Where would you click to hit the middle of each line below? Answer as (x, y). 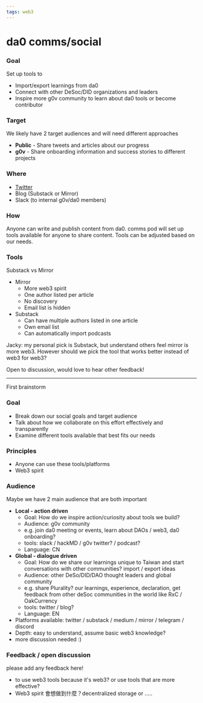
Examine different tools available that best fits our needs (85, 435)
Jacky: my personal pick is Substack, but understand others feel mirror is (97, 345)
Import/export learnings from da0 (56, 86)
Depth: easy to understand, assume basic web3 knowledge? (90, 633)
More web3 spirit (45, 288)
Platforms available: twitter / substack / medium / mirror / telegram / (99, 620)
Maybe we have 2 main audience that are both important (77, 499)
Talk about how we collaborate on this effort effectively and (89, 422)
